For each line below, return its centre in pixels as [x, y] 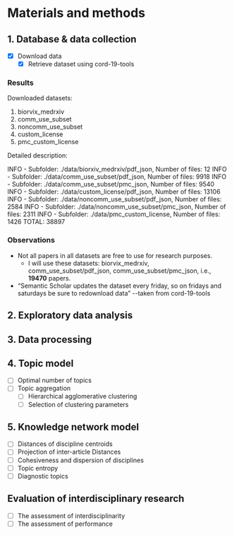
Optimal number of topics [54, 380]
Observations [31, 240]
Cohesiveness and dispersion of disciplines [81, 460]
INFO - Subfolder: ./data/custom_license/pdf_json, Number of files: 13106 [114, 192]
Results [20, 83]
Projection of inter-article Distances [69, 452]
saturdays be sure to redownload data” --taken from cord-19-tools [114, 293]
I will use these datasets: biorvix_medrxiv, [88, 263]
